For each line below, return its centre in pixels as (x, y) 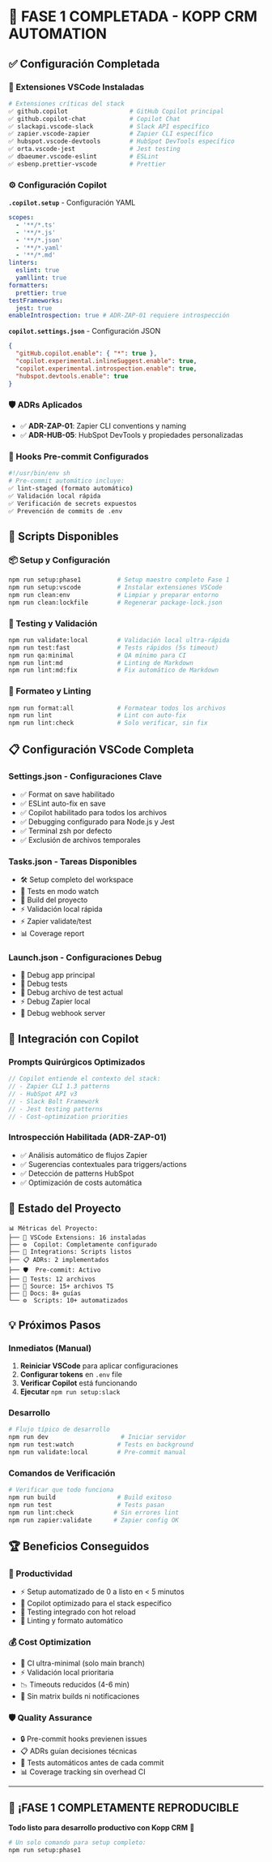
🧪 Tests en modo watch (59, 892)
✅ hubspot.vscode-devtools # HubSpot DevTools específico (121, 141)
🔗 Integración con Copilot (74, 1039)
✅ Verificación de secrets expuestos (73, 503)
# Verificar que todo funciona (61, 1490)
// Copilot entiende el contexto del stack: (85, 1079)
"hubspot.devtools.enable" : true (72, 376)
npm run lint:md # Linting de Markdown (101, 663)
